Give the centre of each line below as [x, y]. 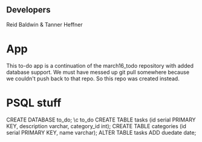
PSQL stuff [34, 103]
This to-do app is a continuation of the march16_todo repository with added [100, 65]
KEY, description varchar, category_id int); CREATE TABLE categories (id [96, 126]
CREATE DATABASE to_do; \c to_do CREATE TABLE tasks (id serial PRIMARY [101, 120]
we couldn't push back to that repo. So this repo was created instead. [93, 79]
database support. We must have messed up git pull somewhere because [98, 72]
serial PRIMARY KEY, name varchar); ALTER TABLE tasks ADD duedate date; [101, 132]
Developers [28, 10]
